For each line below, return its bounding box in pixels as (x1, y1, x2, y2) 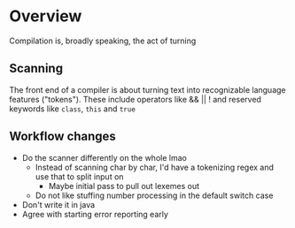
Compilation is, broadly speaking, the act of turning (9, 35, 197, 46)
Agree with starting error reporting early (21, 209, 168, 219)
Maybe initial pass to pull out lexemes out (48, 180, 200, 191)
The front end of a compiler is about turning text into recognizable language (9, 84, 286, 95)
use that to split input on (35, 171, 124, 182)
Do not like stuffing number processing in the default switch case (35, 190, 274, 201)
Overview (9, 6, 82, 27)
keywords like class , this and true (9, 103, 136, 114)
